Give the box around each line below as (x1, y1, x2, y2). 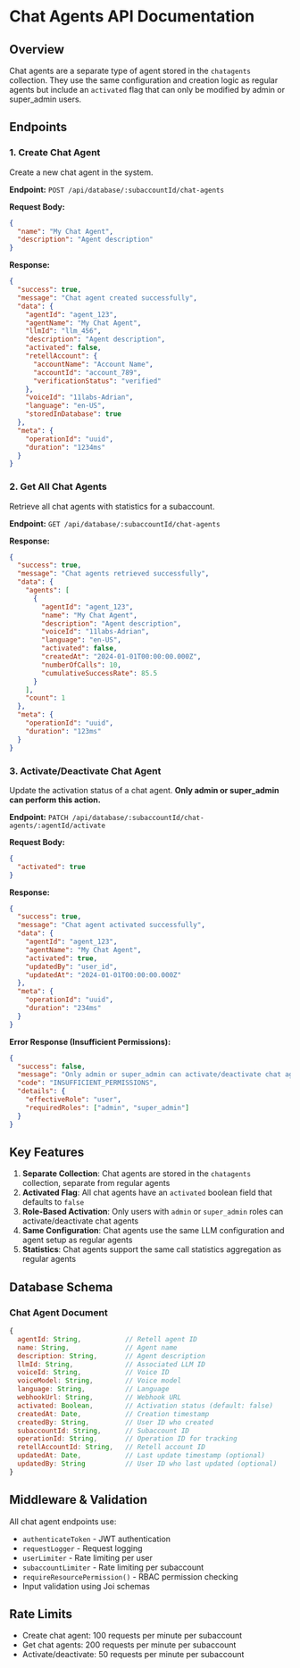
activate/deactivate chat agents (21, 1216, 139, 1226)
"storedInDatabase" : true (25, 410, 122, 419)
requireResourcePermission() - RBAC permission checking (21, 1571, 238, 1581)
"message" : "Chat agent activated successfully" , (17, 921, 205, 930)
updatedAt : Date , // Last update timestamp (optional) (17, 1451, 266, 1460)
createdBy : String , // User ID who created (17, 1417, 214, 1427)
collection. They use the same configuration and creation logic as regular (9, 75, 279, 86)
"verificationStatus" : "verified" (32, 377, 162, 386)
